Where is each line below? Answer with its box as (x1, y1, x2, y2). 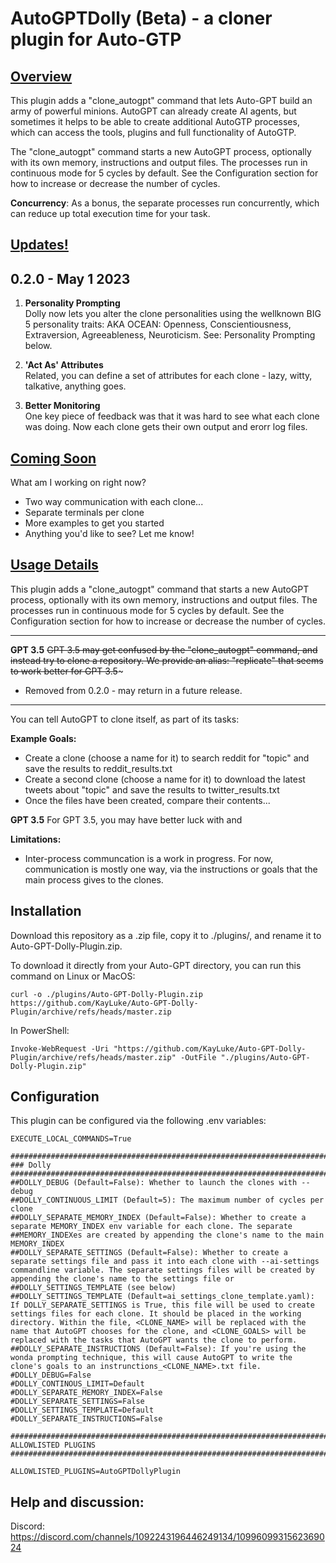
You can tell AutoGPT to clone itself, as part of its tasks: (10, 713, 240, 725)
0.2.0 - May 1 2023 (10, 270, 131, 287)
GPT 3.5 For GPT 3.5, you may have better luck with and (10, 813, 243, 826)
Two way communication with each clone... (24, 496, 204, 508)
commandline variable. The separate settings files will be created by (10, 1265, 315, 1276)
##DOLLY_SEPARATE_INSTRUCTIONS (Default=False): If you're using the (10, 1344, 307, 1354)
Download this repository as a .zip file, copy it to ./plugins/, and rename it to (10, 929, 322, 941)
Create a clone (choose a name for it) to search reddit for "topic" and (24, 752, 310, 764)
